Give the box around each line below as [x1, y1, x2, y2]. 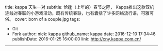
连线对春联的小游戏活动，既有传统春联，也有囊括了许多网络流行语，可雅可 [5, 10, 154, 16]
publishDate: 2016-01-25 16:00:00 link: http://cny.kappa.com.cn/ [12, 36, 142, 42]
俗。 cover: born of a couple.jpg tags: [5, 16, 80, 22]
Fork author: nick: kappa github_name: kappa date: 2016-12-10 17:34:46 [12, 31, 156, 37]
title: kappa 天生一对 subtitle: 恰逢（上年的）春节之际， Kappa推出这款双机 [5, 4, 154, 10]
